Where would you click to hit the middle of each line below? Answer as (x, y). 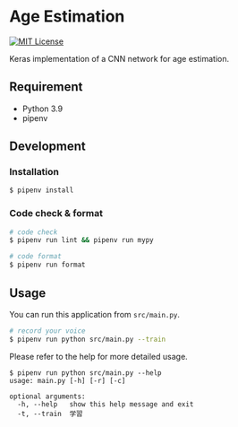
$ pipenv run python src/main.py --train (88, 339)
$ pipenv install (42, 190)
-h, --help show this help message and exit (106, 404)
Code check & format (56, 213)
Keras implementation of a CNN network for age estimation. (119, 58)
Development (48, 147)
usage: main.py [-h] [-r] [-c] (68, 380)
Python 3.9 (42, 109)
